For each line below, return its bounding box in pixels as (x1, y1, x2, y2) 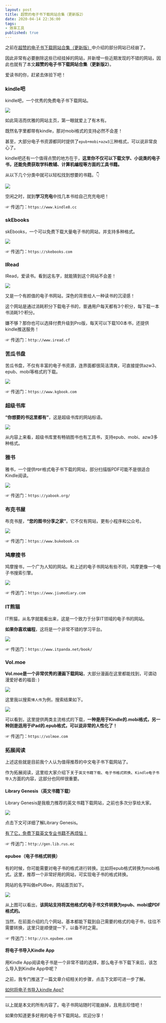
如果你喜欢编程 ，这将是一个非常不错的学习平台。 (5, 626, 105, 632)
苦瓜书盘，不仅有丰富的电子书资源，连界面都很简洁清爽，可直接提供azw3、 (5, 362, 159, 368)
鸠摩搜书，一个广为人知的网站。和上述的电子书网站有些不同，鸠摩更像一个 (5, 564, 157, 570)
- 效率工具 (5, 26, 25, 31)
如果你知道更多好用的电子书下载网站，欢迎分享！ (5, 1012, 105, 1018)
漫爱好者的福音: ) (5, 676, 40, 682)
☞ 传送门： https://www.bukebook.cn (5, 538, 79, 544)
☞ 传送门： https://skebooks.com (5, 248, 73, 254)
